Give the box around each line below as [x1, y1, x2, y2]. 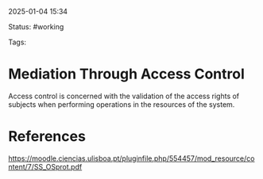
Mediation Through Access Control [8, 65, 245, 83]
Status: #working [8, 22, 64, 31]
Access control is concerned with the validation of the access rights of [8, 91, 240, 101]
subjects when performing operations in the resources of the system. [8, 99, 235, 109]
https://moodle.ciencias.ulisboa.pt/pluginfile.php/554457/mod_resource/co [8, 154, 255, 163]
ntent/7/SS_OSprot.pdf [8, 162, 83, 171]
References [8, 128, 86, 146]
